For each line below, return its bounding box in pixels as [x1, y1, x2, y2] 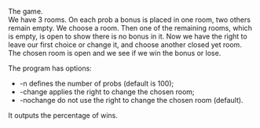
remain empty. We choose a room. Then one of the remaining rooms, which [8, 24, 253, 32]
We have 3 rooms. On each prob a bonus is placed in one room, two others [8, 15, 251, 24]
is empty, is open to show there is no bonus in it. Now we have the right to [8, 31, 247, 41]
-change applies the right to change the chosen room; [19, 87, 195, 97]
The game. [8, 7, 43, 16]
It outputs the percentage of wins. [8, 111, 118, 120]
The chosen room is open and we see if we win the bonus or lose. [8, 49, 222, 57]
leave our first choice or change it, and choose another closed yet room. [8, 40, 242, 49]
